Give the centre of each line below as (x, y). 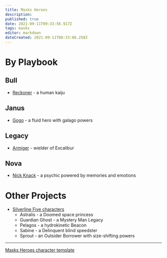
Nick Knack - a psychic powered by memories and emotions (74, 175)
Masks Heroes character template (40, 250)
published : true (22, 19)
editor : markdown (23, 33)
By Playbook (32, 62)
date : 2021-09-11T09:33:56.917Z (39, 24)
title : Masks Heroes (27, 10)
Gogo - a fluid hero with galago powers (52, 120)
